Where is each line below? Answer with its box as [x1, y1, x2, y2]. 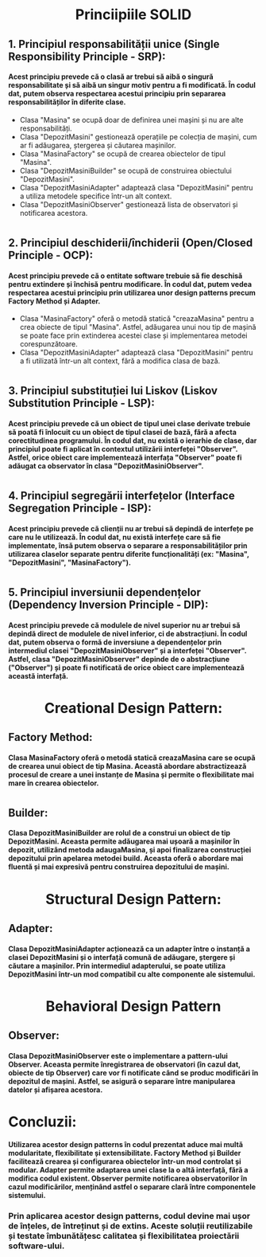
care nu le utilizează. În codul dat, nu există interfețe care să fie [8, 532, 221, 542]
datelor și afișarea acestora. [8, 1085, 103, 1094]
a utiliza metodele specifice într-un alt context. [19, 191, 172, 201]
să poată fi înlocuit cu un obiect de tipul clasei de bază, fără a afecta [8, 427, 237, 437]
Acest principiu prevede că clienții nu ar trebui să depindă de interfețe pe [8, 523, 254, 533]
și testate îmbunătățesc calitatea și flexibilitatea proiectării [8, 1230, 240, 1241]
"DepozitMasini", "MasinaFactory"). [8, 558, 131, 567]
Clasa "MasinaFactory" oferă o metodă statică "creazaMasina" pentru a [19, 314, 254, 323]
